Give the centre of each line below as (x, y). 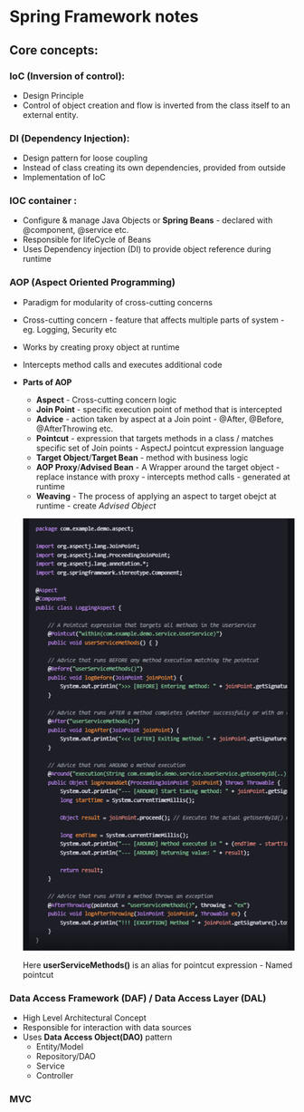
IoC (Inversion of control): (67, 76)
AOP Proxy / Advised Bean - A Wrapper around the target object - (158, 467)
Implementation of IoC (64, 178)
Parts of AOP (47, 382)
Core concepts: (54, 50)
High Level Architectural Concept (84, 1018)
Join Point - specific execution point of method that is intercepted (159, 409)
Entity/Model (60, 1046)
